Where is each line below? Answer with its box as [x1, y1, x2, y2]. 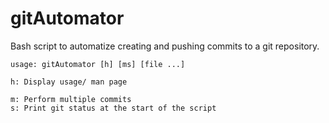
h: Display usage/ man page [10, 77, 128, 87]
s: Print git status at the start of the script [10, 103, 217, 113]
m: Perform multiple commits [10, 94, 132, 104]
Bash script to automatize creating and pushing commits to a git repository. [10, 40, 320, 52]
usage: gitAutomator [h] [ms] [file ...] [10, 59, 186, 69]
